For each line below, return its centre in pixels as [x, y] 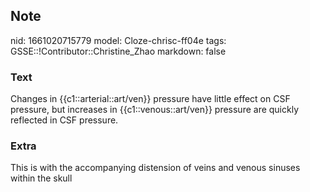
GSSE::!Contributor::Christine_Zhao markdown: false [118, 51]
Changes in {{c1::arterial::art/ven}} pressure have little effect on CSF [150, 99]
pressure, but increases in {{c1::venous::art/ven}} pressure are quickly [155, 110]
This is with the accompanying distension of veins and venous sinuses [155, 168]
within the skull [41, 178]
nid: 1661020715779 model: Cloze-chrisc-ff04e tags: [118, 40]
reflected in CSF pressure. [64, 120]
